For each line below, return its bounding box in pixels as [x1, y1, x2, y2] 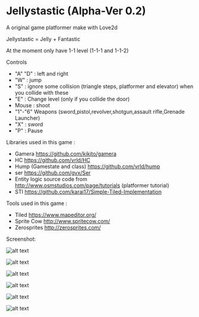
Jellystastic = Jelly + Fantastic [6, 35, 81, 42]
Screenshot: [6, 235, 36, 243]
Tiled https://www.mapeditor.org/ [14, 211, 97, 218]
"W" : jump [14, 76, 42, 83]
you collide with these [14, 89, 69, 96]
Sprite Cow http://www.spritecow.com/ [14, 217, 110, 225]
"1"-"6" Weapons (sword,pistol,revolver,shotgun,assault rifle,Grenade [14, 108, 185, 115]
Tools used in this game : [6, 200, 67, 207]
